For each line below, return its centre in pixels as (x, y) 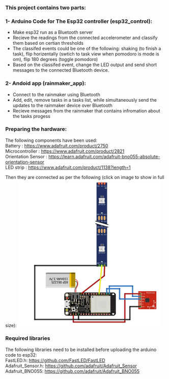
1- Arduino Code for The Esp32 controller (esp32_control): (79, 21)
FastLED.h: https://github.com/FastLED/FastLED (55, 360)
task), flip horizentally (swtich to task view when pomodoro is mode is (86, 54)
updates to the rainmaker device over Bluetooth (63, 105)
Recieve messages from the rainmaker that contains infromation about (86, 110)
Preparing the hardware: (36, 129)
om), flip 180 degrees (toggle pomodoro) (55, 60)
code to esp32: (21, 355)
